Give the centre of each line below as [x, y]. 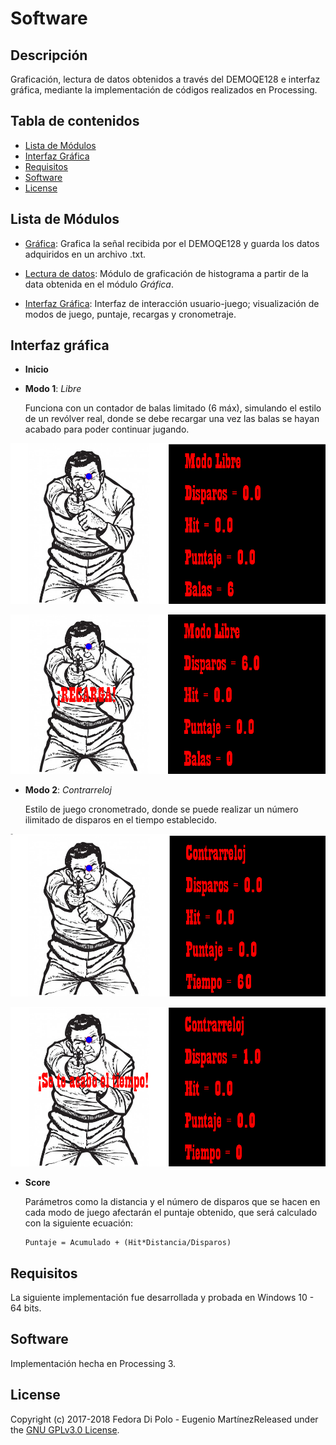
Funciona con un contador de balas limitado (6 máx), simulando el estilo [173, 408]
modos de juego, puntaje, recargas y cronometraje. [130, 314]
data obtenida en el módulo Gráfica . [99, 284]
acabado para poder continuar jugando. [107, 429]
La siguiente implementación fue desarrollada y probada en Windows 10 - [162, 1297]
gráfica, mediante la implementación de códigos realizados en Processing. [164, 90]
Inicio [36, 369]
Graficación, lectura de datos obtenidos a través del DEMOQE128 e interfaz [165, 79]
